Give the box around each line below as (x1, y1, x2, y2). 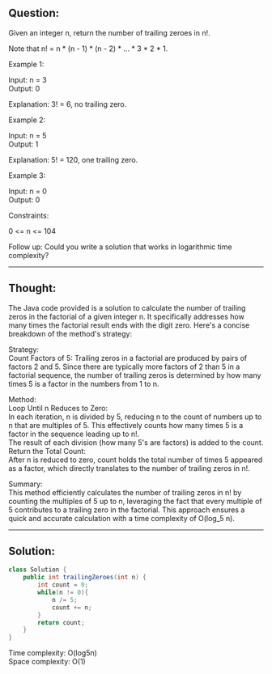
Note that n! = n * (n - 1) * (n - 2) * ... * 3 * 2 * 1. (8, 44, 168, 53)
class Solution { (8, 566, 67, 574)
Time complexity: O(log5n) (8, 648, 97, 658)
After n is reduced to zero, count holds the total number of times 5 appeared (8, 455, 263, 464)
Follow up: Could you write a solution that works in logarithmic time (8, 242, 232, 252)
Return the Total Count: (8, 446, 87, 456)
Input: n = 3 (8, 74, 47, 84)
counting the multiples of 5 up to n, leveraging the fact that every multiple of (8, 496, 262, 506)
